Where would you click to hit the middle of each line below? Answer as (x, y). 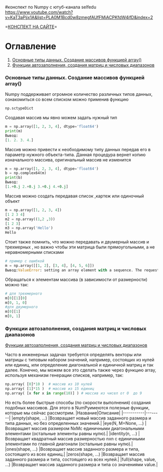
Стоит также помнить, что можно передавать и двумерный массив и (77, 242)
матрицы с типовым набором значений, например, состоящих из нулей (80, 360)
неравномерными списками (34, 252)
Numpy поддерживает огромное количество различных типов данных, (79, 94)
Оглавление (31, 46)
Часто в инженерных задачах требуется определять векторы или (73, 355)
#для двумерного (21, 307)
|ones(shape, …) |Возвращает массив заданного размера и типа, (72, 449)
